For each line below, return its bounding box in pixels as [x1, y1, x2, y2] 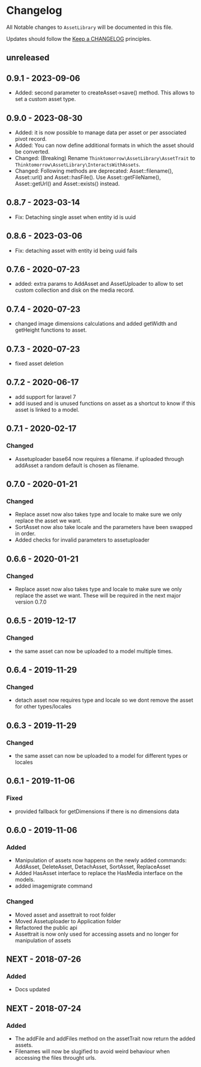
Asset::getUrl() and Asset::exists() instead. [14, 180, 120, 187]
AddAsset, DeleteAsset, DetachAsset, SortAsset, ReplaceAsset [14, 863, 171, 870]
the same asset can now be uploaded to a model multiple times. [14, 648, 173, 655]
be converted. [14, 148, 50, 155]
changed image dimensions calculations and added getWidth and [14, 320, 177, 327]
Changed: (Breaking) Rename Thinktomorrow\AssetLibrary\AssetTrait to [14, 154, 196, 161]
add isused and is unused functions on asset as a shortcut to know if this [14, 400, 196, 407]
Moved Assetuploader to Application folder [14, 917, 122, 924]
